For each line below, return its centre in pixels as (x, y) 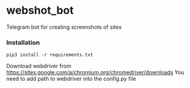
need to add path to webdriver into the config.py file (71, 79)
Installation (23, 43)
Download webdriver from (39, 66)
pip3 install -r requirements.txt (50, 55)
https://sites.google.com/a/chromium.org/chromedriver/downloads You (95, 72)
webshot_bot (40, 10)
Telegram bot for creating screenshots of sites (64, 27)
